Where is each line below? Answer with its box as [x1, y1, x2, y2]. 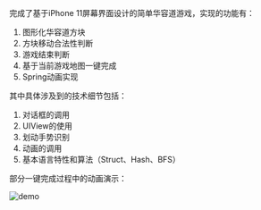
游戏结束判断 [21, 49, 70, 60]
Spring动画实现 [21, 71, 79, 82]
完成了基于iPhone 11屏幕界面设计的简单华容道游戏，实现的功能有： [9, 8, 255, 18]
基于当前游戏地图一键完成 [21, 61, 117, 71]
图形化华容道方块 [21, 27, 86, 38]
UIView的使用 [21, 121, 73, 131]
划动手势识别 [21, 132, 70, 142]
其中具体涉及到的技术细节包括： [9, 90, 127, 101]
